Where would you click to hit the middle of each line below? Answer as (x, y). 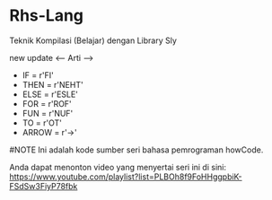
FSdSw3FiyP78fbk (44, 186)
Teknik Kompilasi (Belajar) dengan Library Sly (93, 40)
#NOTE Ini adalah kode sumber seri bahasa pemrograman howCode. (136, 150)
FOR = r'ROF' (47, 103)
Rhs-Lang (46, 16)
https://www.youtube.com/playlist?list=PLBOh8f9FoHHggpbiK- (126, 177)
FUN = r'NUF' (48, 113)
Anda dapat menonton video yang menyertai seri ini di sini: (118, 167)
